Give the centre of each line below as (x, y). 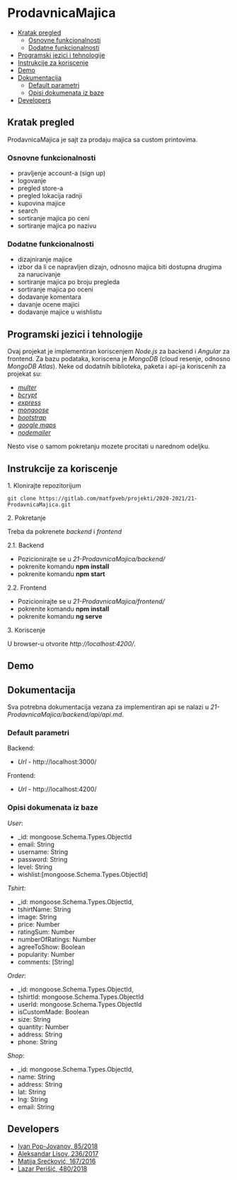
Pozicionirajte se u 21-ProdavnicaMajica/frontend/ (91, 601)
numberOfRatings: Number (57, 939)
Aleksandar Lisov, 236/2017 (58, 1153)
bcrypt (27, 395)
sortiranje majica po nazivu (57, 226)
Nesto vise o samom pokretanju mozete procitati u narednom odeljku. (109, 446)
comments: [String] (46, 962)
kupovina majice (41, 204)
